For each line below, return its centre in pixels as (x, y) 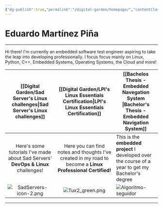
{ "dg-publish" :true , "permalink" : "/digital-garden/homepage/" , (69, 9)
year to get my (133, 167)
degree (124, 179)
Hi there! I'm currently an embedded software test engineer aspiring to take (81, 52)
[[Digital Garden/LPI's (84, 89)
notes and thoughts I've (84, 152)
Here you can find (84, 146)
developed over (134, 155)
